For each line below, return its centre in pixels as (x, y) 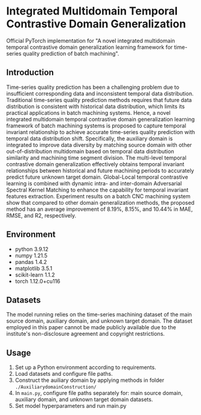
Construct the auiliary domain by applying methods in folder (90, 380)
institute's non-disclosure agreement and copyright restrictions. (85, 334)
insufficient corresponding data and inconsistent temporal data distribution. (100, 93)
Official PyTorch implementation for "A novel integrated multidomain (91, 40)
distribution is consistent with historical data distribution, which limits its (96, 106)
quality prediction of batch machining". (71, 53)
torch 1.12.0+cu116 (37, 281)
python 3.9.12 (32, 249)
